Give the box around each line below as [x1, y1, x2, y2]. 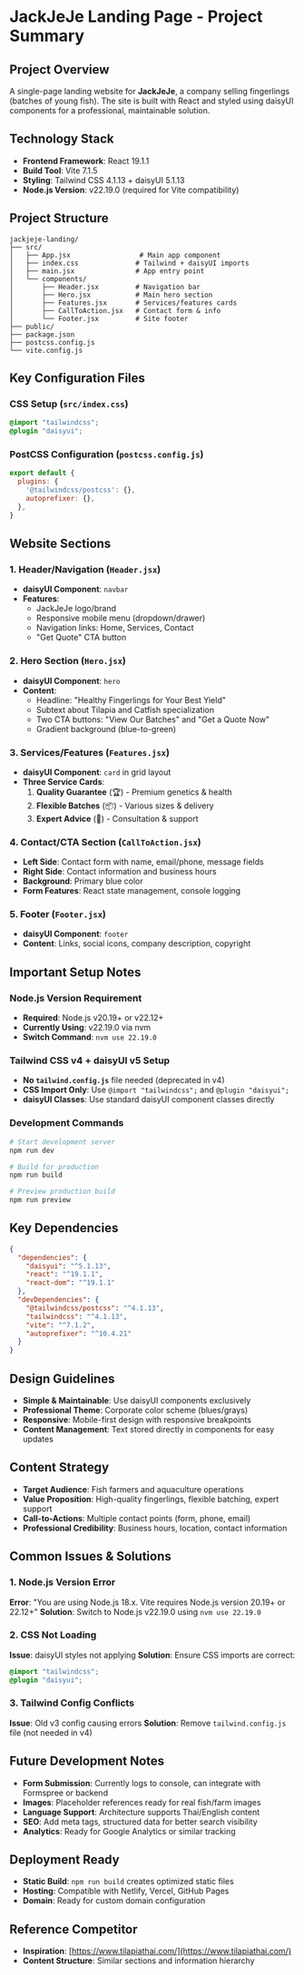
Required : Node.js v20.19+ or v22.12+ [22, 1012, 164, 1023]
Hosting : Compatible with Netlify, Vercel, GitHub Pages [22, 1885, 230, 1897]
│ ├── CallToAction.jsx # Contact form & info [9, 306, 221, 315]
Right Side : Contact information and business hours [22, 866, 217, 877]
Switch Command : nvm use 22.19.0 [22, 1031, 157, 1042]
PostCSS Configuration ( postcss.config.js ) [9, 447, 204, 460]
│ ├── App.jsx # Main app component [9, 250, 221, 259]
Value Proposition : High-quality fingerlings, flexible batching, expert [22, 1493, 279, 1504]
